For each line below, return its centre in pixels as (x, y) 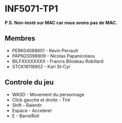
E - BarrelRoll (26, 115)
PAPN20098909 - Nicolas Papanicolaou (53, 56)
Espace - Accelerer (32, 110)
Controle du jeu (29, 83)
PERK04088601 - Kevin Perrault (45, 50)
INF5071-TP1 (31, 9)
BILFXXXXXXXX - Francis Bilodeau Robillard (58, 61)
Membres (20, 38)
